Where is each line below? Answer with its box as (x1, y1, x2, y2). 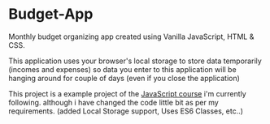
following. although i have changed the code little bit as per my (8, 97, 220, 107)
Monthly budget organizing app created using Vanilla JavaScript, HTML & (8, 32, 255, 41)
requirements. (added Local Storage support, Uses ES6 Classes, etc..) (8, 106, 244, 116)
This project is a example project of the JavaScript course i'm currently (8, 88, 246, 98)
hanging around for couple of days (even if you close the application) (8, 73, 240, 83)
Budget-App (8, 5, 94, 24)
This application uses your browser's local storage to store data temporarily (8, 56, 262, 66)
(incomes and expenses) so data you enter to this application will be (8, 64, 237, 74)
